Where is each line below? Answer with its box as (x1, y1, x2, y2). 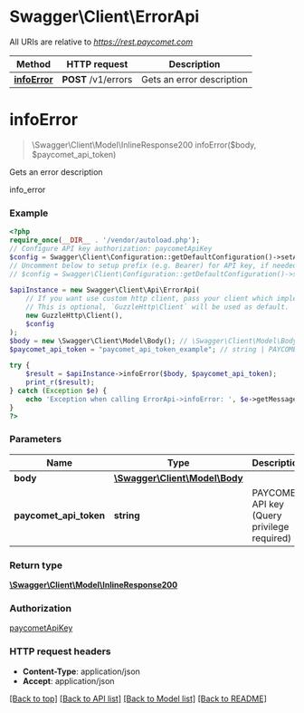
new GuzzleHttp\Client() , (25, 311, 124, 321)
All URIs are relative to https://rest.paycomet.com (9, 36, 194, 47)
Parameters (9, 433, 62, 446)
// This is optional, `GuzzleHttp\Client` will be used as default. (25, 303, 290, 312)
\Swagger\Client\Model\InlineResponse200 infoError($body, (31, 139, 257, 150)
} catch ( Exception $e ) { (9, 387, 107, 396)
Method (16, 57, 52, 70)
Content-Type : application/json (22, 666, 140, 677)
